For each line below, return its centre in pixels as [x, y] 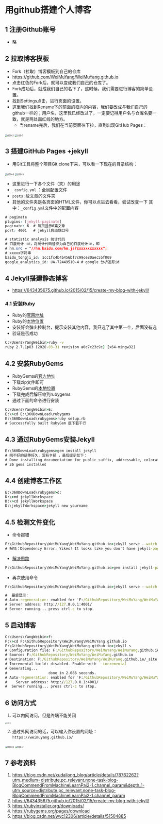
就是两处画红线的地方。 [44, 119]
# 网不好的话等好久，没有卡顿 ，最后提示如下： [46, 455]
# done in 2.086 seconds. [51, 673]
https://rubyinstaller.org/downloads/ [48, 806]
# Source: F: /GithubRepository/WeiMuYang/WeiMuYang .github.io [69, 655]
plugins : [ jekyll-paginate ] [33, 221]
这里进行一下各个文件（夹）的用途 [46, 184]
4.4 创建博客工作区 [33, 481]
